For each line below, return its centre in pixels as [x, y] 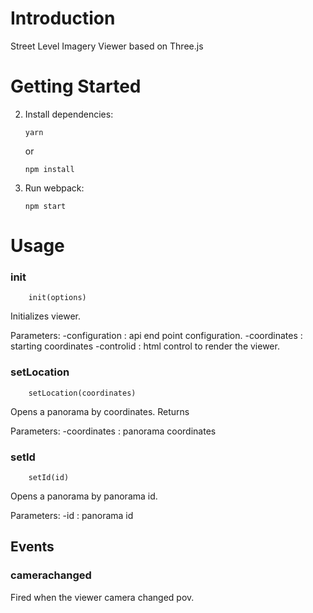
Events [32, 547]
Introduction [63, 18]
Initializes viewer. [46, 316]
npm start [45, 206]
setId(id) [49, 477]
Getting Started [76, 86]
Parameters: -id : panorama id [72, 515]
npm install [49, 169]
